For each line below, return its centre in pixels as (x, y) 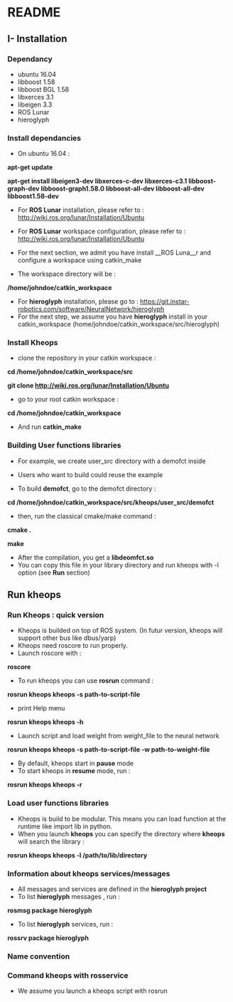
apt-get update (30, 167)
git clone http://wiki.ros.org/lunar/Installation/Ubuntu (88, 385)
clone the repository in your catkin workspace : (87, 358)
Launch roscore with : (49, 653)
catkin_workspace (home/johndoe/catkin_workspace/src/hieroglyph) (119, 324)
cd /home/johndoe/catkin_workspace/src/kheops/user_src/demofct (111, 502)
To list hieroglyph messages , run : (69, 897)
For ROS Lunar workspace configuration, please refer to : (102, 231)
